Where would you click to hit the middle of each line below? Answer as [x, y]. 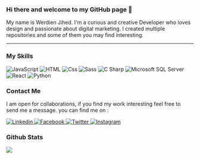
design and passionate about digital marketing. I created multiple [86, 29]
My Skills [20, 56]
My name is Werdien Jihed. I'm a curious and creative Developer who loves [99, 23]
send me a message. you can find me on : [57, 110]
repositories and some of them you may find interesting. [75, 35]
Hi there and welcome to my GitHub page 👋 [69, 10]
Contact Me [24, 91]
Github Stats [25, 137]
